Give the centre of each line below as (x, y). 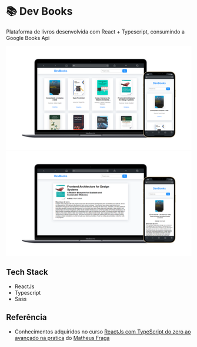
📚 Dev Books (39, 11)
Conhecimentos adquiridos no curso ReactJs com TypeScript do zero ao (103, 331)
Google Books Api (28, 38)
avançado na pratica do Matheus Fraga (62, 338)
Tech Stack (27, 272)
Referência (26, 317)
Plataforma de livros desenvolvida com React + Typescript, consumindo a (96, 31)
